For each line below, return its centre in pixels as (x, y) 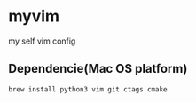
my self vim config (42, 41)
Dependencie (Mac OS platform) (98, 69)
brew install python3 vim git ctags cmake (88, 89)
